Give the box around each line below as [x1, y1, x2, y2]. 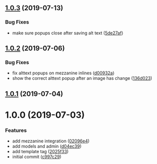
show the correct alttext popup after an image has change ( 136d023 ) [12, 75, 153, 81]
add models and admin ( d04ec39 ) [12, 143, 82, 149]
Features [5, 127, 27, 133]
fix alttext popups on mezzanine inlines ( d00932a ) [12, 70, 115, 76]
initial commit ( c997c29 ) [12, 154, 62, 160]
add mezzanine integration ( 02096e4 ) [12, 138, 90, 144]
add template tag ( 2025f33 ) [12, 149, 69, 155]
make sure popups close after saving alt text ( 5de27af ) [12, 30, 124, 36]
